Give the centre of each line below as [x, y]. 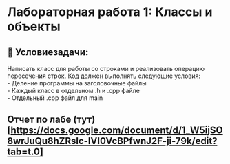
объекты [34, 27]
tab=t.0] [25, 152]
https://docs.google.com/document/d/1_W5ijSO [116, 131]
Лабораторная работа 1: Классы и [110, 12]
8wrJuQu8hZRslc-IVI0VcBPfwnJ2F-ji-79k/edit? [112, 141]
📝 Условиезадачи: [48, 52]
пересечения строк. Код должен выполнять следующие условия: [104, 76]
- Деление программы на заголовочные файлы [77, 83]
